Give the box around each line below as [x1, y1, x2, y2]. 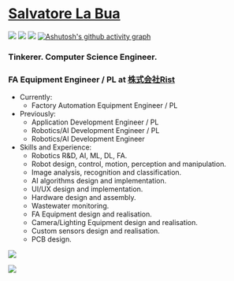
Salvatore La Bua [8, 5, 121, 23]
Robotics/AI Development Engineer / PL [31, 126, 160, 135]
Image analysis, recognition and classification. [31, 168, 182, 177]
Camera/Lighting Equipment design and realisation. [31, 218, 199, 227]
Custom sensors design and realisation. [31, 226, 160, 236]
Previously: [19, 109, 57, 119]
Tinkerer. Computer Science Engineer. [8, 51, 158, 62]
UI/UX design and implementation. [31, 184, 143, 194]
